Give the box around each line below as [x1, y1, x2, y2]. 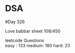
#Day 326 [5, 19, 25, 25]
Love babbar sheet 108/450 [5, 28, 61, 34]
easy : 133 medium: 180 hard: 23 [5, 42, 71, 48]
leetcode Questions [5, 37, 44, 43]
